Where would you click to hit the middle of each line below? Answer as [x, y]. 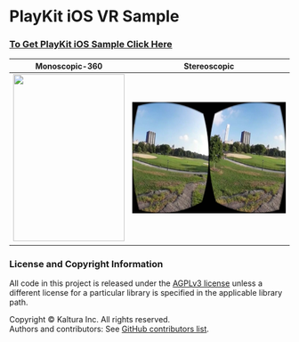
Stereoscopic [209, 66]
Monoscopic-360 [69, 66]
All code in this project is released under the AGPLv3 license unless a [136, 283]
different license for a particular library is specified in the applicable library [146, 293]
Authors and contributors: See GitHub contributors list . [109, 329]
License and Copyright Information [86, 264]
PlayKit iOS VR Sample [94, 16]
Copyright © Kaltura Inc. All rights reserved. [90, 320]
